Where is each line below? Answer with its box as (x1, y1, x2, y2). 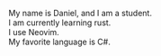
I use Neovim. (8, 27, 59, 37)
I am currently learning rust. (8, 17, 112, 28)
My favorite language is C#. (8, 36, 112, 47)
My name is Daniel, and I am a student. (8, 8, 152, 18)
